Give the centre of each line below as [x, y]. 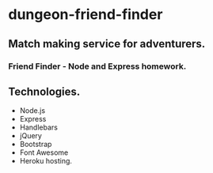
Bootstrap [36, 145]
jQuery [30, 136]
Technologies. [44, 91]
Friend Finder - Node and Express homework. [97, 66]
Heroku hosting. [46, 161]
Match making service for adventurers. [107, 44]
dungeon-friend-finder [86, 15]
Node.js [32, 111]
